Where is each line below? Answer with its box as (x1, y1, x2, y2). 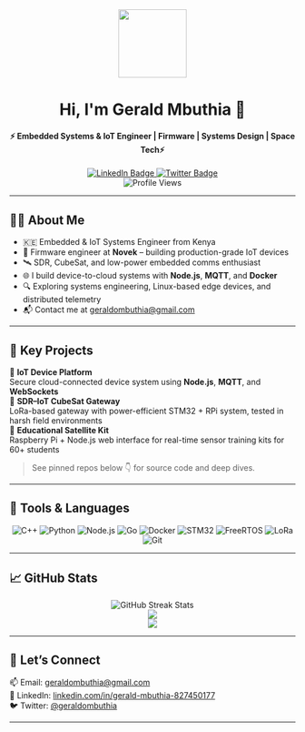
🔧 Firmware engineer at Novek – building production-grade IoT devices (22, 247, 289, 258)
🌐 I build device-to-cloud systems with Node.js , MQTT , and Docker (22, 270, 278, 281)
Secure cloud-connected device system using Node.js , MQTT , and (9, 377, 261, 388)
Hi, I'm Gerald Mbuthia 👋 (59, 99, 246, 120)
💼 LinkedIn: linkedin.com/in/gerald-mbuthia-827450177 (9, 690, 216, 701)
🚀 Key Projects (9, 342, 93, 358)
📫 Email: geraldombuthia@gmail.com (9, 677, 151, 688)
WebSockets (9, 386, 59, 397)
